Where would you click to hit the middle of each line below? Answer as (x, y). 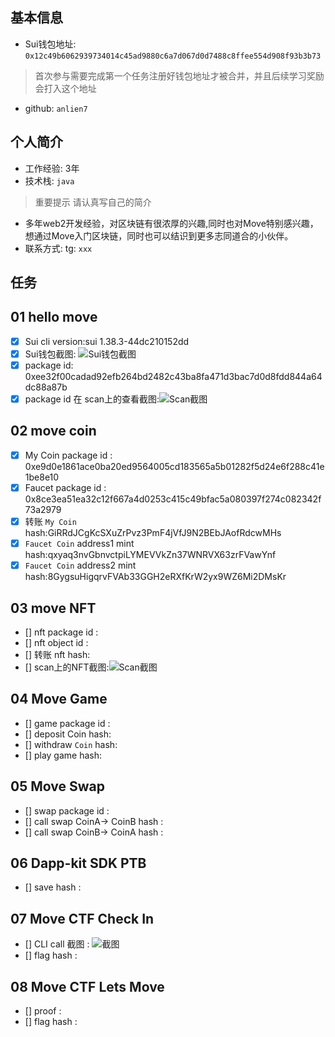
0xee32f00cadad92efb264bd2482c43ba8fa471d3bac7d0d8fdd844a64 (173, 377)
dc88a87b (46, 387)
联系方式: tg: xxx (58, 248)
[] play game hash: (63, 755)
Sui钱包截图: (50, 354)
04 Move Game (59, 699)
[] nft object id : (56, 643)
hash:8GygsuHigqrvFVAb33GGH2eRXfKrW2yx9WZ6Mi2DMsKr (155, 577)
